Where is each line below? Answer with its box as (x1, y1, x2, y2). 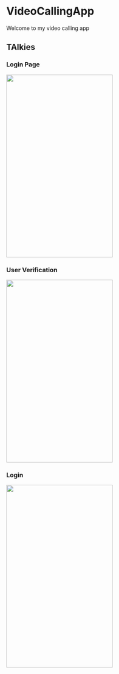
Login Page (6, 60, 41, 69)
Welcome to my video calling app (6, 24, 90, 32)
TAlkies (6, 42, 35, 52)
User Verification (6, 265, 58, 274)
